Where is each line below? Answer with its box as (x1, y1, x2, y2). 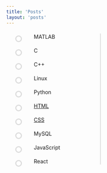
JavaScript (33, 144, 61, 151)
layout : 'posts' (6, 14, 47, 20)
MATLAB (33, 33, 56, 40)
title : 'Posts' (6, 8, 44, 15)
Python (33, 88, 52, 96)
